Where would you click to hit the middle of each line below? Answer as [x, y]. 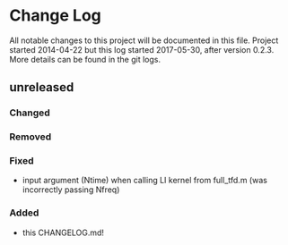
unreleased [42, 87]
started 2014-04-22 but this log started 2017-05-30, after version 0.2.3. [142, 49]
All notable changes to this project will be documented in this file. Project [144, 40]
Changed [30, 113]
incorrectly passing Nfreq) [71, 190]
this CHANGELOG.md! [63, 232]
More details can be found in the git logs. [85, 59]
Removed [31, 137]
